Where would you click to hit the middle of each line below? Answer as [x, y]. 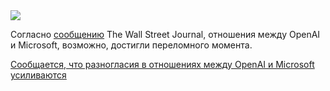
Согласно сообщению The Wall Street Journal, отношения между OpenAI [165, 34]
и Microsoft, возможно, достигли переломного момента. [131, 45]
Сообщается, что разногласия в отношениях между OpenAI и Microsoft [162, 64]
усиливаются [38, 75]
